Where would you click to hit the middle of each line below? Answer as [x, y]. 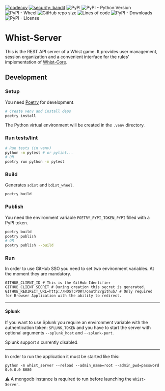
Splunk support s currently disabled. [42, 342]
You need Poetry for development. [40, 102]
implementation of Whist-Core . [36, 62]
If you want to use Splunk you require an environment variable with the [77, 322]
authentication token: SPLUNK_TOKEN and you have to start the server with [78, 328]
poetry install [21, 116]
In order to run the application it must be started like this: [62, 356]
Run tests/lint [22, 138]
